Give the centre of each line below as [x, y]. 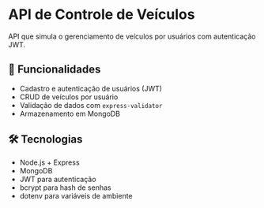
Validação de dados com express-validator [91, 105]
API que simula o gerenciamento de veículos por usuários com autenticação [132, 36]
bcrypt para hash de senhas [66, 188]
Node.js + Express [50, 162]
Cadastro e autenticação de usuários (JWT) [91, 88]
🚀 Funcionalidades [55, 70]
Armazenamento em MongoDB [70, 113]
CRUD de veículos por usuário [69, 97]
